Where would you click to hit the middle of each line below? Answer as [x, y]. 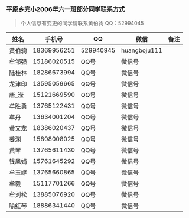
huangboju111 [141, 50]
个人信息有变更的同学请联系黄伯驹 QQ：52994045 [82, 23]
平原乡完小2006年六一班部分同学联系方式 [66, 9]
